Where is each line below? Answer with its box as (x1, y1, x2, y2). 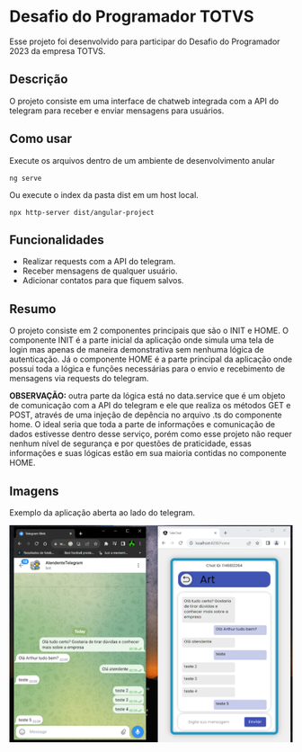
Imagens (9, 483, 59, 498)
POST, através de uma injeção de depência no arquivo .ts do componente (9, 409, 283, 420)
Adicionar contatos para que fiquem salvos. (22, 275, 184, 286)
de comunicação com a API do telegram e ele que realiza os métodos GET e (9, 400, 291, 411)
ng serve (9, 174, 42, 183)
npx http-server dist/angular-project (9, 208, 155, 217)
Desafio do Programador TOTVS (9, 6, 254, 27)
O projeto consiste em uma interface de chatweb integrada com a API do (9, 95, 280, 106)
